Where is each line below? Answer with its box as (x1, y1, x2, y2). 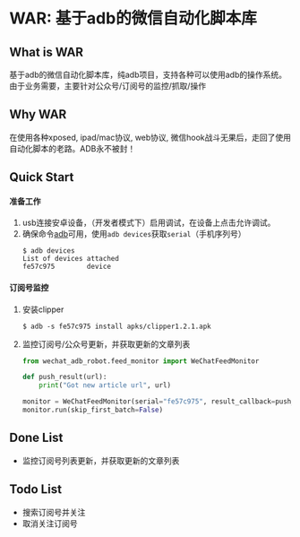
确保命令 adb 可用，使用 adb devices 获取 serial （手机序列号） (21, 229, 246, 239)
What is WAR (9, 44, 83, 59)
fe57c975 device (21, 262, 112, 272)
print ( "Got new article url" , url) (39, 381, 172, 390)
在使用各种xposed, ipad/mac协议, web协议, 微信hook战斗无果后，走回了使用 (9, 132, 292, 143)
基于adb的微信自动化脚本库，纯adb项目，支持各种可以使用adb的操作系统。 (9, 69, 287, 80)
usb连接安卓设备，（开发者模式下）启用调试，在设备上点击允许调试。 (21, 217, 276, 229)
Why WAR (9, 107, 67, 122)
